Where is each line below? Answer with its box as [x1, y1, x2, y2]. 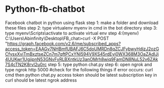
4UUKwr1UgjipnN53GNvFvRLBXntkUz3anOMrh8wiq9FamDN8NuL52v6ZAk [5, 56, 159, 62]
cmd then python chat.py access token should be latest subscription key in [5, 72, 157, 78]
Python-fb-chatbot [5, 3, 85, 15]
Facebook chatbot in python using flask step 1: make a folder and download [5, 20, 159, 26]
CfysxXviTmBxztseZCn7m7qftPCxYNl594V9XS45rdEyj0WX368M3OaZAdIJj [5, 51, 159, 57]
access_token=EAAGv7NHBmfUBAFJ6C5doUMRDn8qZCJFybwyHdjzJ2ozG [5, 46, 159, 52]
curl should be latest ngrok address [5, 77, 77, 83]
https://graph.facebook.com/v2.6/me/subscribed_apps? [7, 40, 121, 46]
